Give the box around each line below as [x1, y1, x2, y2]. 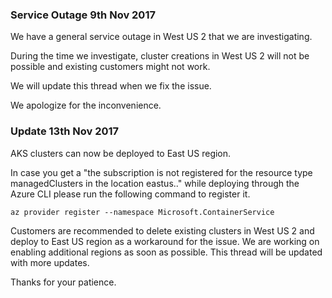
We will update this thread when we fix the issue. [10, 80, 212, 92]
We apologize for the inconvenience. [10, 99, 162, 112]
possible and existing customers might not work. [10, 61, 211, 73]
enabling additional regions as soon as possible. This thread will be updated [10, 246, 323, 258]
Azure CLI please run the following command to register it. [10, 188, 251, 200]
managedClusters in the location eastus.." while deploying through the [10, 177, 300, 189]
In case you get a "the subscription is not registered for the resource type [10, 166, 313, 178]
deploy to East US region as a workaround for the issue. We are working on [10, 235, 320, 247]
